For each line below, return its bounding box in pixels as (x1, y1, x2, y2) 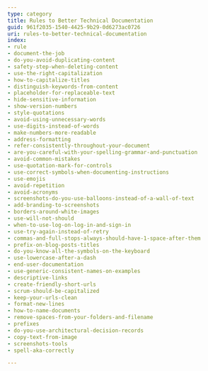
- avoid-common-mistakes (7, 155, 81, 163)
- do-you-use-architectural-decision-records (7, 327, 144, 334)
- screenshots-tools (7, 340, 69, 348)
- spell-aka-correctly (7, 347, 74, 354)
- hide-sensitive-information (7, 96, 97, 104)
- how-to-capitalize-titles (7, 76, 91, 84)
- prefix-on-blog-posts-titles (7, 241, 100, 248)
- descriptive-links (7, 274, 69, 281)
